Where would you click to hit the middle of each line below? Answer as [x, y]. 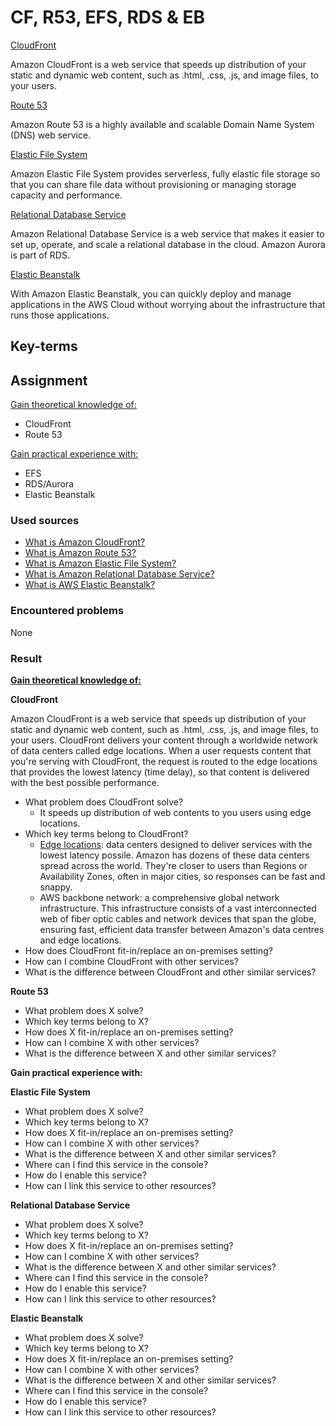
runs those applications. [60, 315]
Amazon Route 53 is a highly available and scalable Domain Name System [162, 124]
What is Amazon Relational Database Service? [119, 574]
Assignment [49, 380]
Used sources [45, 521]
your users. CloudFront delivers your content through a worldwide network [164, 740]
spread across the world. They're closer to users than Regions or [173, 866]
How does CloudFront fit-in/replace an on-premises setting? [148, 951]
